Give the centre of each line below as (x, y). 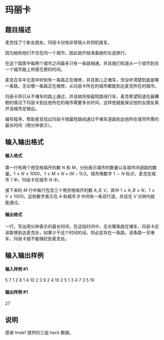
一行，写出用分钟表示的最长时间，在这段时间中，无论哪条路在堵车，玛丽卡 (80, 226)
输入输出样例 (24, 256)
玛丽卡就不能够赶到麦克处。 (41, 238)
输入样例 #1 (17, 269)
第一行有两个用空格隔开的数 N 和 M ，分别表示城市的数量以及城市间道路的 (79, 167)
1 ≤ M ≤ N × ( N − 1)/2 (65, 173)
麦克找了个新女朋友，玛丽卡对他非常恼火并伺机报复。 (59, 42)
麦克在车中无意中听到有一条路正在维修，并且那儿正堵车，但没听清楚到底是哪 (82, 80)
